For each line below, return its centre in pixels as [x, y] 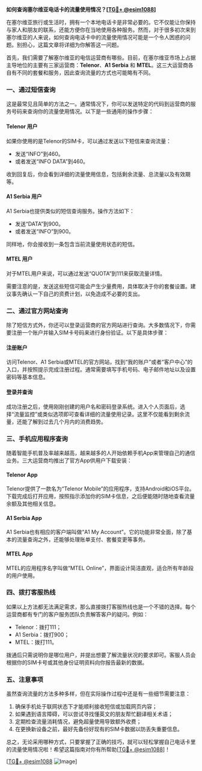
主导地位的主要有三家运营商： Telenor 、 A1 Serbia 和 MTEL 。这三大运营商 [97, 65]
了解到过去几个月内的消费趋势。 [66, 421]
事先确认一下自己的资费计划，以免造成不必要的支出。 [77, 294]
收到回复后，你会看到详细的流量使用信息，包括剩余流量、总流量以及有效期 [98, 174]
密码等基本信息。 [27, 377]
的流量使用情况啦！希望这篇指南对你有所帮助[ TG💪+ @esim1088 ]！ [88, 749]
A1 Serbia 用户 [24, 197]
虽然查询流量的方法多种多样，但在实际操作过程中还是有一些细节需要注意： [98, 694]
